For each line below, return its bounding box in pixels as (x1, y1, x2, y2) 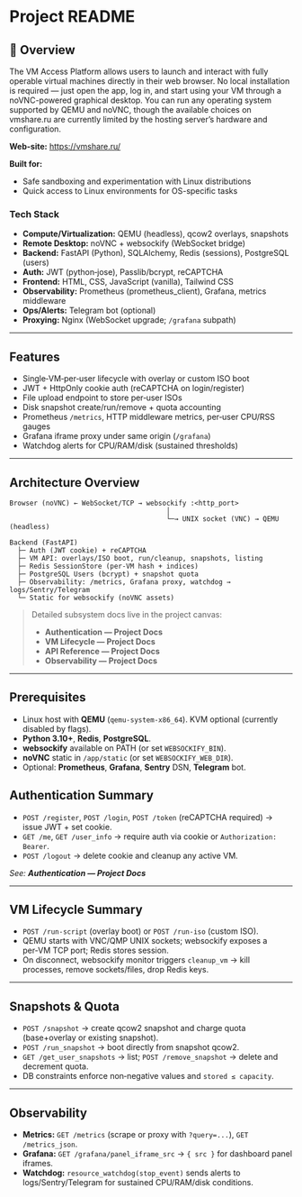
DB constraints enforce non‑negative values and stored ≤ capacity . (22, 1071, 274, 1082)
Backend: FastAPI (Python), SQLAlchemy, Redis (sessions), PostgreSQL (22, 248, 289, 259)
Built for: (9, 159, 43, 169)
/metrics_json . (22, 1138, 78, 1149)
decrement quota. (22, 1061, 89, 1072)
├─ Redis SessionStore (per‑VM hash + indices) (17, 562, 200, 571)
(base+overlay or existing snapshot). (22, 1032, 159, 1043)
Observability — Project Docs (44, 655, 157, 666)
